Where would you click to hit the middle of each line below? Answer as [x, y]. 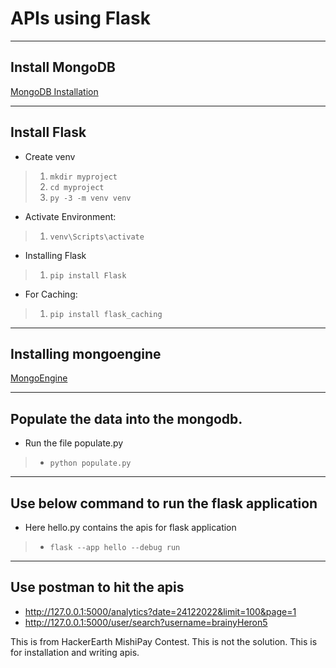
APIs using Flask [80, 18]
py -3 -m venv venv [90, 198]
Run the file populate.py [74, 443]
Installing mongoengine [86, 353]
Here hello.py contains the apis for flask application [130, 527]
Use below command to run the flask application [164, 503]
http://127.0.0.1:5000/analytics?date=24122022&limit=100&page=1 [160, 611]
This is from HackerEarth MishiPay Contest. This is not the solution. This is [164, 641]
